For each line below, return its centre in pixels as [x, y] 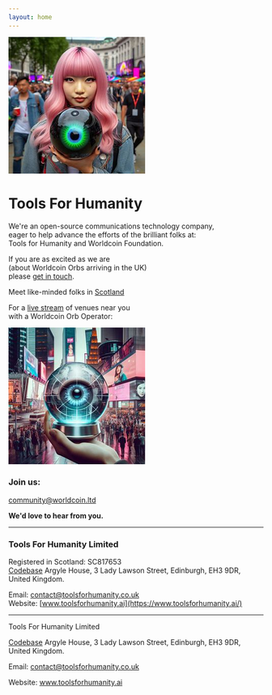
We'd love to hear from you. [56, 515]
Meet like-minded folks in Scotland [66, 292]
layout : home [30, 17]
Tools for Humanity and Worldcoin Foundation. [86, 243]
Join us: [24, 482]
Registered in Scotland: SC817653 [65, 562]
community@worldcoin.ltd [52, 500]
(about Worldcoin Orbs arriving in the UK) [78, 267]
